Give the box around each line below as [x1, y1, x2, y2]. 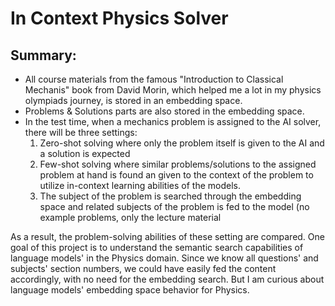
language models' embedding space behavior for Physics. [10, 284, 250, 296]
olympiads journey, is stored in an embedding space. [24, 95, 243, 106]
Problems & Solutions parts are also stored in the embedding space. [24, 105, 305, 117]
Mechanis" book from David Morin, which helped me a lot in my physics [24, 84, 322, 96]
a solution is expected [39, 148, 131, 159]
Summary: [10, 47, 77, 64]
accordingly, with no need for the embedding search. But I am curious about [10, 273, 325, 285]
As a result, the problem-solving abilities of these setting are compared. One [10, 231, 325, 242]
